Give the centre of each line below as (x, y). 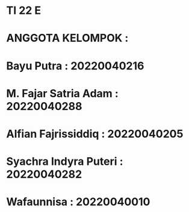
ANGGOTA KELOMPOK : (67, 38)
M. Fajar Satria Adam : (62, 93)
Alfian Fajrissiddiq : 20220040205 (95, 134)
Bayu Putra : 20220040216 (75, 66)
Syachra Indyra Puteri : (65, 162)
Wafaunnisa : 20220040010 (78, 202)
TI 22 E (24, 11)
